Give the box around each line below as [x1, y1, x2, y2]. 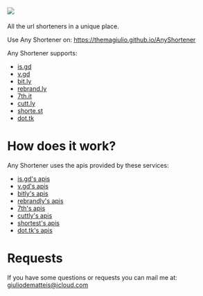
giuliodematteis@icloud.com [7, 281, 89, 289]
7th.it [17, 92, 33, 100]
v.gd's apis [17, 182, 48, 190]
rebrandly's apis [17, 196, 64, 204]
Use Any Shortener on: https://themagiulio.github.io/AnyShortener [7, 35, 196, 44]
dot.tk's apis [17, 226, 53, 234]
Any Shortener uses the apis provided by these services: [7, 161, 169, 169]
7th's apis [17, 204, 46, 212]
